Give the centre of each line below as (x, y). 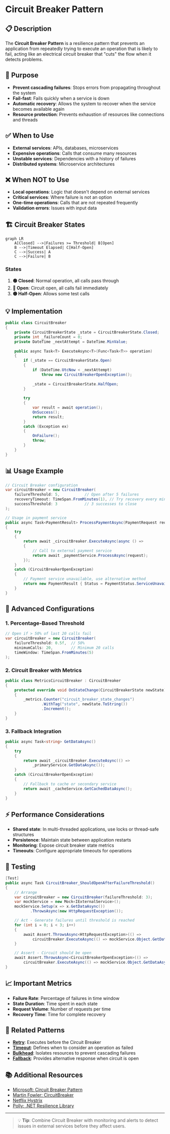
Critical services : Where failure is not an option (62, 197)
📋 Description (28, 29)
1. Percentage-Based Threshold (45, 623)
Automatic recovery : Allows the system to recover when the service (84, 103)
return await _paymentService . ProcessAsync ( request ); (90, 555)
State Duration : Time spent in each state (55, 1004)
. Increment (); (56, 709)
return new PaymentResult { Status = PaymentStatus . (80, 584)
